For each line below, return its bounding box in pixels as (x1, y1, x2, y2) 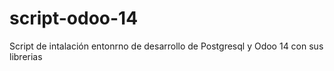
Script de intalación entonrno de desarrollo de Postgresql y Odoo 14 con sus (9, 40, 324, 52)
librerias (9, 50, 43, 62)
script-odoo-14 (9, 7, 139, 30)
